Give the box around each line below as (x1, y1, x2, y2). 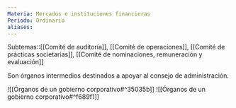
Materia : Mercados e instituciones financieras (7, 10, 151, 18)
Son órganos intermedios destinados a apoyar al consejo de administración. (7, 71, 229, 80)
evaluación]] (7, 58, 44, 66)
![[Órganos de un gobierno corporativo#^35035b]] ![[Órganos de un (7, 85, 206, 94)
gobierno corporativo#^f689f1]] (7, 92, 99, 101)
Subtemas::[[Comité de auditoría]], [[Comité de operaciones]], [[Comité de (7, 43, 225, 52)
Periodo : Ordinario (7, 17, 65, 24)
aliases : (7, 23, 33, 30)
